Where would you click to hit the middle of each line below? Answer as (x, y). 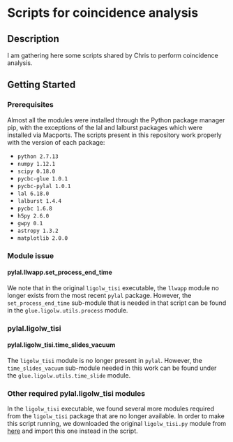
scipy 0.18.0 (36, 171)
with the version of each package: (56, 142)
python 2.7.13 (38, 156)
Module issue (31, 255)
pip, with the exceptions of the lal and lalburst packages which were (105, 127)
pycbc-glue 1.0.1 (43, 179)
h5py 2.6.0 (33, 216)
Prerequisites (30, 105)
